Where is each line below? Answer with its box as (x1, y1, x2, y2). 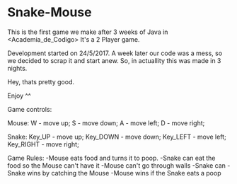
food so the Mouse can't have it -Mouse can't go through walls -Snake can (7, 161, 226, 170)
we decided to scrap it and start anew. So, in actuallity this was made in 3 (7, 56, 221, 64)
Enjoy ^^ (7, 91, 32, 100)
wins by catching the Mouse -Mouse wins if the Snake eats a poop (27, 168, 221, 177)
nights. (7, 64, 28, 72)
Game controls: (7, 105, 52, 113)
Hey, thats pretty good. (7, 77, 74, 86)
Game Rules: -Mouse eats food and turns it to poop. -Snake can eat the (7, 154, 216, 162)
